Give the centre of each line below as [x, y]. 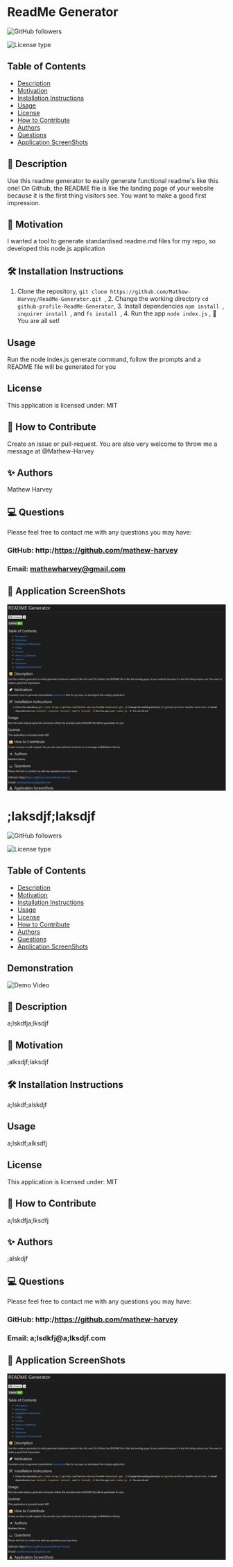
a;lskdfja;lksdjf [28, 1023]
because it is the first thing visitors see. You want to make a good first [107, 196]
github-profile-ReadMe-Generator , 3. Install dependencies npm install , [121, 306]
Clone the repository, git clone [62, 291]
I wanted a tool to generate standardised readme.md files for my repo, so [112, 241]
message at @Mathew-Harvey [51, 451]
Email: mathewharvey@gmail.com [67, 569]
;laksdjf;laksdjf [51, 816]
